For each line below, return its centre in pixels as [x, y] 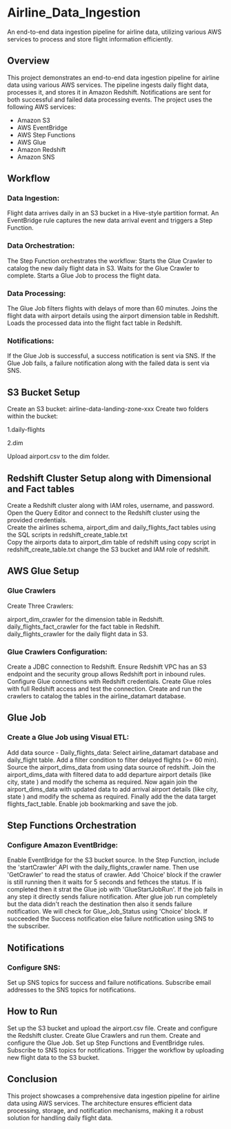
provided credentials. [37, 520]
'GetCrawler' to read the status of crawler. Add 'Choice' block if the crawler [114, 875]
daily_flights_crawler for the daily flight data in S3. [78, 634]
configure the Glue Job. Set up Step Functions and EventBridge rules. [106, 1043]
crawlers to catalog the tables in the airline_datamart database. [97, 696]
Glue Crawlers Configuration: [58, 651]
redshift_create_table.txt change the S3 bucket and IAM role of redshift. [109, 549]
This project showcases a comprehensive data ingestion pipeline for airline [113, 1096]
